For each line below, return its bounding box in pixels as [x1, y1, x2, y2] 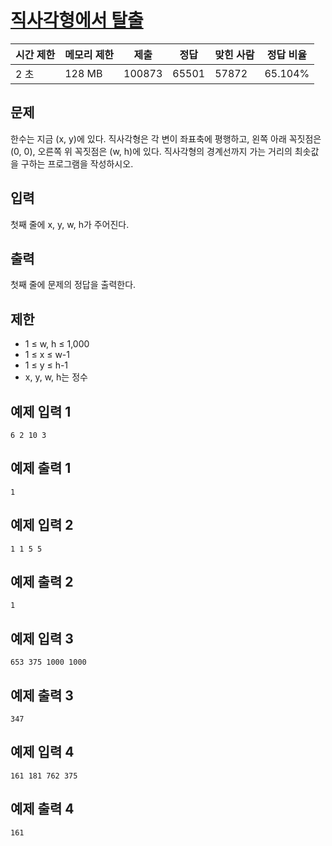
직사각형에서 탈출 [10, 9, 144, 32]
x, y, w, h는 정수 [24, 371, 88, 383]
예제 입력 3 [10, 630, 74, 647]
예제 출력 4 [10, 801, 75, 818]
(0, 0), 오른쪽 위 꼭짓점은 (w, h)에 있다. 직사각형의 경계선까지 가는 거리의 [10, 145, 293, 157]
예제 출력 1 [10, 460, 72, 477]
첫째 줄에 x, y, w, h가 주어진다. [10, 218, 130, 230]
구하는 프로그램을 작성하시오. [20, 157, 134, 170]
